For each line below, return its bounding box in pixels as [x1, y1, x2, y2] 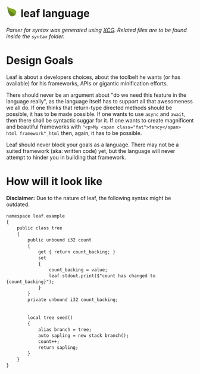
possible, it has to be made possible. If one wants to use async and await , [6, 110, 186, 118]
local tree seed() [27, 314, 73, 321]
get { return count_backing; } [37, 249, 116, 255]
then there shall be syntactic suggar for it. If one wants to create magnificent [6, 117, 194, 124]
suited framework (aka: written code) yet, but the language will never [6, 147, 176, 154]
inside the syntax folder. [6, 32, 65, 40]
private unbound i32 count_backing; [27, 296, 118, 303]
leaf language [20, 7, 90, 20]
